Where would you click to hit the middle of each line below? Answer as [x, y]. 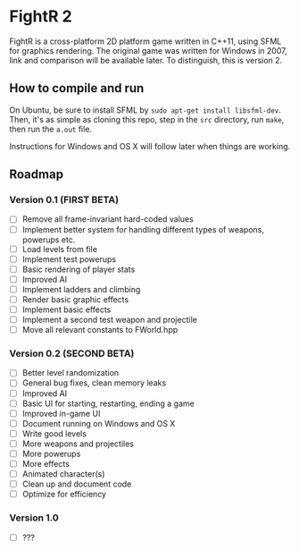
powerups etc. [49, 240]
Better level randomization [71, 373]
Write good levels [54, 433]
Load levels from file [60, 249]
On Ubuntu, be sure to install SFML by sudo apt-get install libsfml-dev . [145, 110]
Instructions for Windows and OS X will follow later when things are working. [150, 146]
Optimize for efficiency [64, 495]
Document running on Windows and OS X [99, 423]
